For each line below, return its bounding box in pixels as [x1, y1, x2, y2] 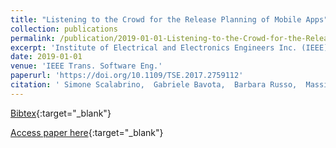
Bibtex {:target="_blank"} [10, 107, 112, 119]
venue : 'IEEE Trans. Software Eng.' [10, 61, 163, 71]
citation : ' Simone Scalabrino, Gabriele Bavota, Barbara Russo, [10, 80, 298, 90]
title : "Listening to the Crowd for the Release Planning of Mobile [10, 14, 302, 25]
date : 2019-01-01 [10, 52, 83, 62]
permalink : [10, 33, 56, 43]
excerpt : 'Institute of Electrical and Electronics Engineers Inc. [10, 42, 298, 53]
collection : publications [10, 24, 118, 34]
